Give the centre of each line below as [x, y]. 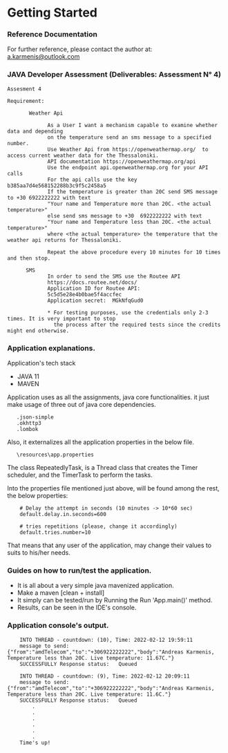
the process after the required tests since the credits [137, 325]
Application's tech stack [41, 363]
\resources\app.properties [55, 455]
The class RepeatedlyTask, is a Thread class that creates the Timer [103, 468]
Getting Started [53, 13]
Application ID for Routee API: [94, 288]
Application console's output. [58, 625]
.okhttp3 [29, 423]
